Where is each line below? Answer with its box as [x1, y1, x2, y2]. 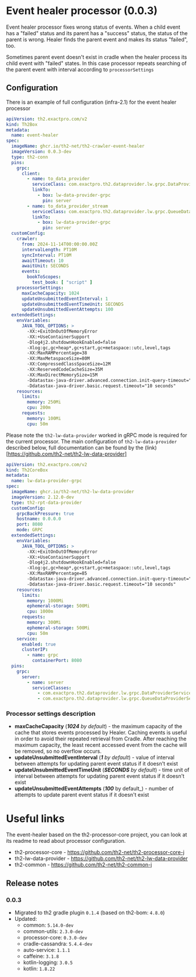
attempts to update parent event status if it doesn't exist [14, 791, 149, 798]
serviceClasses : [32, 685, 72, 691]
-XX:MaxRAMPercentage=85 [27, 571, 87, 576]
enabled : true [21, 641, 57, 647]
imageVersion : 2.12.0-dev [11, 494, 75, 500]
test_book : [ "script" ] [32, 279, 93, 285]
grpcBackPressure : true [16, 511, 75, 517]
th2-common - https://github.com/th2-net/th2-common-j [14, 861, 152, 868]
